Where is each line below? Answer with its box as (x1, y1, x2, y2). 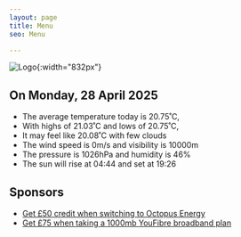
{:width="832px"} (36, 61, 102, 72)
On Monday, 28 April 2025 (9, 87, 158, 102)
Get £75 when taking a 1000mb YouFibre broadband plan (21, 217, 232, 228)
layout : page (9, 12, 58, 22)
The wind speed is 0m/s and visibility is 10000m (21, 140, 198, 151)
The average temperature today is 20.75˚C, (21, 111, 181, 122)
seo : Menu (9, 29, 46, 38)
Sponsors (9, 184, 64, 200)
